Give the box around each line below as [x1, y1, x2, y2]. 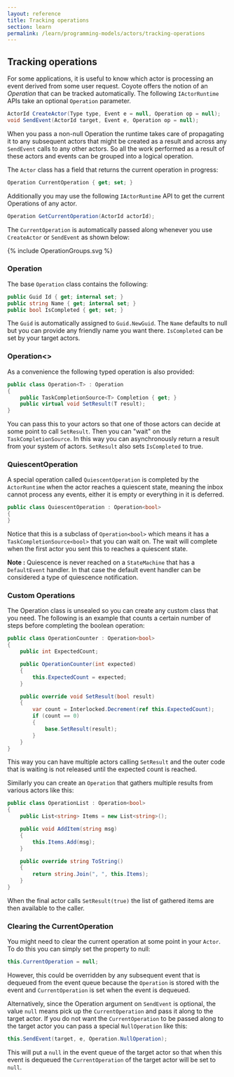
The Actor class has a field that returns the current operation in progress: [7, 165, 219, 174]
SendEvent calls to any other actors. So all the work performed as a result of [7, 144, 225, 153]
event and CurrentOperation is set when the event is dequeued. [7, 986, 191, 994]
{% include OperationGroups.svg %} [7, 246, 113, 255]
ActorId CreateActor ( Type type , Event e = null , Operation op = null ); [7, 110, 221, 118]
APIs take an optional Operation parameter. [7, 97, 132, 105]
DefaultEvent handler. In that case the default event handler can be [7, 566, 201, 574]
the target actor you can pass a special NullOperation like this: [7, 1022, 188, 1031]
